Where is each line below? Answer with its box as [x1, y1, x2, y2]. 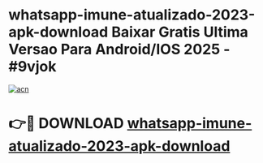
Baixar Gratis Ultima [110, 23, 249, 41]
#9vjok [8, 58, 57, 76]
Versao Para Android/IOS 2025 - [8, 41, 231, 58]
